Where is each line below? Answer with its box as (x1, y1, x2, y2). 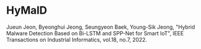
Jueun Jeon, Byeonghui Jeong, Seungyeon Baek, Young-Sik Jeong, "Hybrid (6, 23, 196, 30)
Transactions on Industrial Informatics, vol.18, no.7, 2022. (6, 36, 147, 43)
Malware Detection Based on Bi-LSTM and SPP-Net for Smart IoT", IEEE (6, 29, 184, 36)
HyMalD (6, 4, 48, 17)
